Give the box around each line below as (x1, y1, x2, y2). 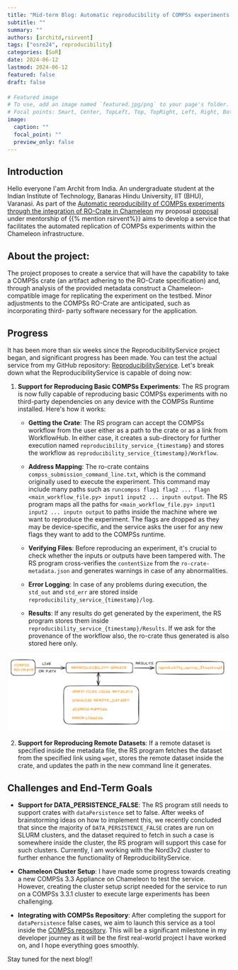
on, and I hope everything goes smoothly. (17, 941, 140, 949)
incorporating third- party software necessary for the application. (7, 307, 198, 315)
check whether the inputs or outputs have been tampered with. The (28, 551, 225, 560)
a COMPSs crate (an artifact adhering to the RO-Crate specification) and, (7, 276, 221, 285)
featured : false (7, 71, 55, 78)
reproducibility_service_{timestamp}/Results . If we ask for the (28, 624, 216, 632)
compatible (7, 291, 40, 300)
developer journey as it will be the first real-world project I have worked (17, 933, 227, 942)
